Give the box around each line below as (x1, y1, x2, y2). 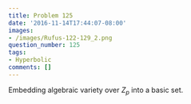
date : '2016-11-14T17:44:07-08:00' (8, 19, 127, 27)
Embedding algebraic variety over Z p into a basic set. (8, 85, 184, 96)
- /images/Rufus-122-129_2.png (8, 33, 113, 42)
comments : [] (8, 64, 52, 71)
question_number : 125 (8, 41, 81, 49)
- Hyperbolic (8, 56, 52, 64)
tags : (8, 48, 26, 56)
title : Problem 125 (8, 11, 74, 20)
